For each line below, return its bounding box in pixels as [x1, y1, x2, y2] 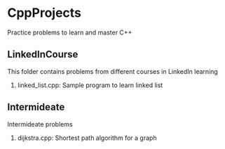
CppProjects [7, 5, 82, 21]
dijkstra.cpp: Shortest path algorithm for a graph [17, 134, 157, 142]
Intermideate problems [7, 119, 73, 128]
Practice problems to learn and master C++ [7, 28, 132, 37]
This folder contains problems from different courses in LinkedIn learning [7, 67, 219, 75]
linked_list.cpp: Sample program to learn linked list [17, 81, 163, 89]
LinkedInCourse [7, 48, 79, 60]
